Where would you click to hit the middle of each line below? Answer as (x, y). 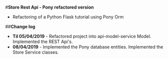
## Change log (20, 26)
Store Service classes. (36, 52)
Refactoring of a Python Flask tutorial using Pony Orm (68, 17)
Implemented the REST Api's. (43, 41)
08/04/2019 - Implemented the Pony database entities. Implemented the (88, 47)
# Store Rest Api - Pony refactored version (50, 7)
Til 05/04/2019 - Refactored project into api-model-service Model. (82, 36)
